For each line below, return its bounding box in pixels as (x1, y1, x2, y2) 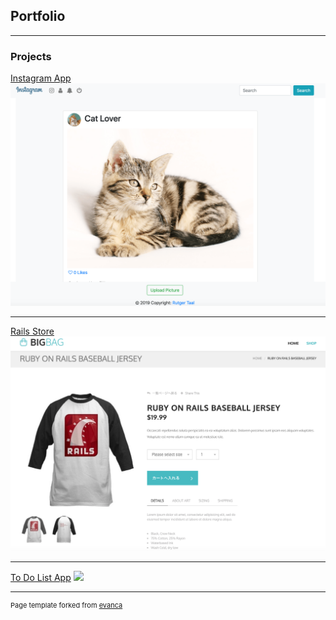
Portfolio (10, 8, 66, 25)
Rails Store (10, 325, 55, 338)
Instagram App (10, 72, 72, 84)
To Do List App (10, 571, 72, 583)
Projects (10, 49, 52, 63)
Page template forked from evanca (10, 600, 123, 610)
